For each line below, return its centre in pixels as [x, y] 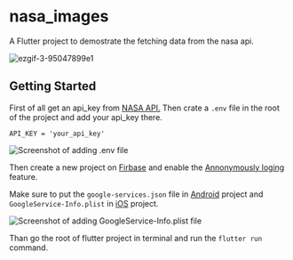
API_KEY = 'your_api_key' [57, 134]
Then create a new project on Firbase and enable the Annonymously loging [147, 167]
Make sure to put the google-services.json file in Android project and [136, 194]
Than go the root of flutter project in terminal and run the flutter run [136, 238]
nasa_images [59, 16]
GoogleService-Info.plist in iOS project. [84, 203]
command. [29, 248]
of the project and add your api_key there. [86, 117]
